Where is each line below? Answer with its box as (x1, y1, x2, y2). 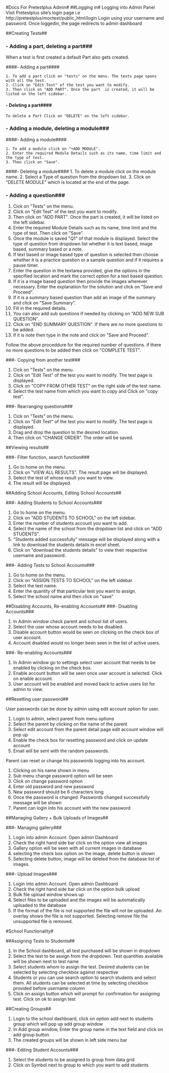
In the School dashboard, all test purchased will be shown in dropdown (13, 948, 160, 954)
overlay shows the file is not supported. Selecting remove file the (13, 913, 148, 919)
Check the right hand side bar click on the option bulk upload (13, 886, 140, 892)
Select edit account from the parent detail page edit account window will (13, 726, 164, 733)
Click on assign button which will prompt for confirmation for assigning (13, 991, 160, 997)
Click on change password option (13, 778, 83, 785)
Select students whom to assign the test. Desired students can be (13, 964, 150, 970)
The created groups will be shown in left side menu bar (13, 1037, 128, 1043)
